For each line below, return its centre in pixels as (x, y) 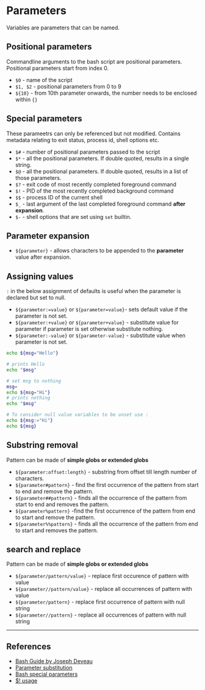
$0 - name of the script (44, 80)
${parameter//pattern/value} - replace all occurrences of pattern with (103, 589)
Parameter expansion (48, 236)
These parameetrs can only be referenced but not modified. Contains (94, 133)
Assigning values (40, 276)
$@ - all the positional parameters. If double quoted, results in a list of (101, 171)
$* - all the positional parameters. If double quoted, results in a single (102, 158)
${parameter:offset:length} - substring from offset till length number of (106, 472)
